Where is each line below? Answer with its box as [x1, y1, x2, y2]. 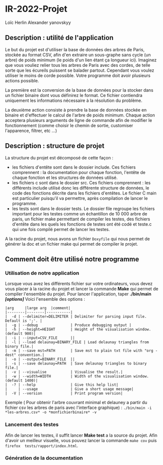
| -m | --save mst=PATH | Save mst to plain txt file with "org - [5, 349, 158, 353]
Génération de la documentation [5, 455, 83, 462]
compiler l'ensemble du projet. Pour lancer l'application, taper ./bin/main [5, 291, 152, 297]
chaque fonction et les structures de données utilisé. [12, 174, 118, 180]
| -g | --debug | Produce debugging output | [5, 323, 132, 328]
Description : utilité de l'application [5, 34, 114, 42]
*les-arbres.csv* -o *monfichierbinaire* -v [5, 410, 97, 415]
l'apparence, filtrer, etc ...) [5, 128, 57, 134]
